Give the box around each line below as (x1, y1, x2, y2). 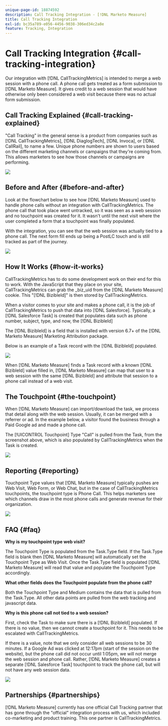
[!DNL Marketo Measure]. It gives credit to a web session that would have (5, 86, 157, 92)
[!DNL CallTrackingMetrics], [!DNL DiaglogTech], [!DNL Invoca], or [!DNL (5, 138, 155, 144)
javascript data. (5, 600, 37, 606)
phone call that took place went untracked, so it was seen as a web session (5, 207, 161, 213)
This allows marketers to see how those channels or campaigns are (5, 154, 144, 160)
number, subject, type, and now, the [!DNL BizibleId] (5, 318, 113, 324)
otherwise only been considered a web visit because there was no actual (5, 91, 156, 97)
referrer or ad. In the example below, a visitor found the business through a (5, 417, 160, 423)
